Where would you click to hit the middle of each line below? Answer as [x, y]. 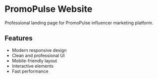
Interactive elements [33, 66]
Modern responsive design [39, 50]
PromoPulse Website [49, 9]
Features [19, 38]
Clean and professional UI [38, 55]
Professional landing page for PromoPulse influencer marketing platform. [79, 23]
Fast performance [30, 71]
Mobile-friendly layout [34, 61]
